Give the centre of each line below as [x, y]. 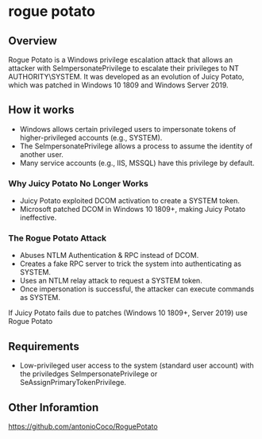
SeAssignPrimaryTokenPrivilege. [73, 383]
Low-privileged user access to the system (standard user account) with [137, 366]
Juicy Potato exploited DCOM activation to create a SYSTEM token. [129, 201]
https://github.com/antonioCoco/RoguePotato [83, 426]
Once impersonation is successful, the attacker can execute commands [137, 289]
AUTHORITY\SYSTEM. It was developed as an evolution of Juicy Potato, [126, 77]
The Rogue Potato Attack [58, 238]
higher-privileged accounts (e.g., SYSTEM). [91, 137]
